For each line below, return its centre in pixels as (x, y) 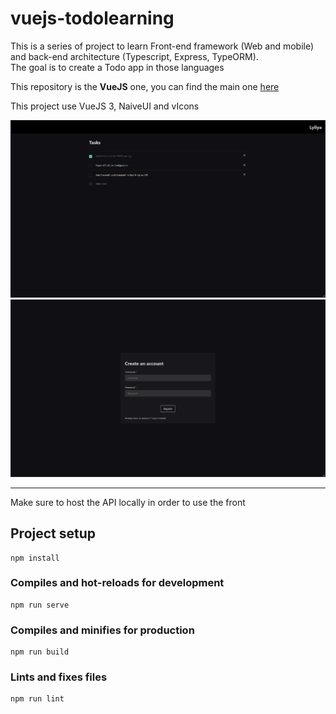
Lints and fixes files (59, 677)
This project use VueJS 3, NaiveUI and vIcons (105, 106)
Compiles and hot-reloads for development (117, 583)
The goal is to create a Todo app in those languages (117, 67)
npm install (35, 558)
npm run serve (40, 605)
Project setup (53, 533)
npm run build (40, 652)
